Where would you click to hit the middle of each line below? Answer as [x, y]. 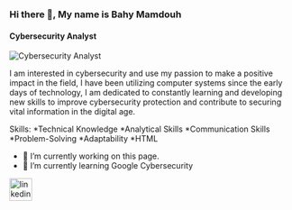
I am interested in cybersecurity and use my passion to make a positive [141, 73]
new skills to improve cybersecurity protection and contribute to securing [146, 102]
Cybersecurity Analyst [53, 36]
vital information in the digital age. [73, 112]
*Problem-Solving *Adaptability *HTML [84, 139]
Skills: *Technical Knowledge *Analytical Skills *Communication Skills [140, 129]
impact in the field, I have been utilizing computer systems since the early [146, 83]
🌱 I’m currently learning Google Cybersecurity [108, 166]
